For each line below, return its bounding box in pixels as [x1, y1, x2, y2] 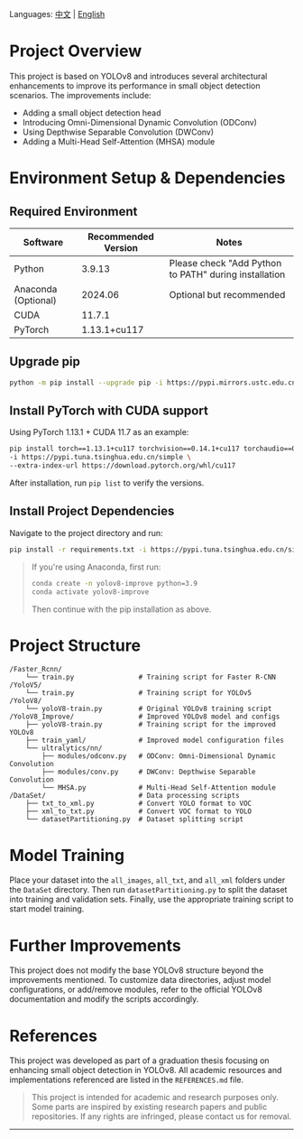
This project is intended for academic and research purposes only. [31, 1092, 280, 1103]
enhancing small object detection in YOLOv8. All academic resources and [9, 1065, 282, 1076]
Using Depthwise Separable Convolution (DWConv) [22, 126, 215, 137]
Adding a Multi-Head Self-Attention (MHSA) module [22, 135, 216, 147]
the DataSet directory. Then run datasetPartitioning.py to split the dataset [9, 884, 288, 895]
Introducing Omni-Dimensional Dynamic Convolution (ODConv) [22, 116, 257, 127]
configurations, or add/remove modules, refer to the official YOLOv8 [9, 984, 263, 995]
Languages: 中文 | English [9, 9, 106, 19]
